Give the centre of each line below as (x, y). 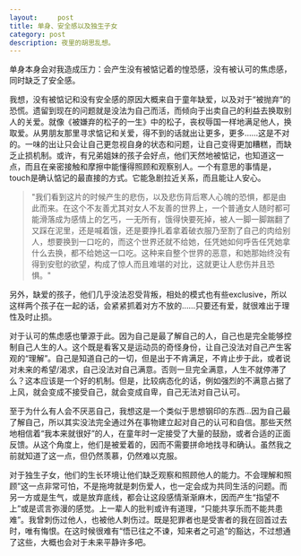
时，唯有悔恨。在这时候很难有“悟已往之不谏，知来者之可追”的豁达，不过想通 (150, 531)
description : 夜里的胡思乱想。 (62, 43)
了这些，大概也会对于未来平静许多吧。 (80, 543)
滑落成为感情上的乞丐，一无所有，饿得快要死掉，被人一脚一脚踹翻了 (165, 220)
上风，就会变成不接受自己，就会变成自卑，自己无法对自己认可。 (127, 392)
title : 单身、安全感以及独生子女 (64, 26)
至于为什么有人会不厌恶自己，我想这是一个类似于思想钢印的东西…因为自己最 (150, 411)
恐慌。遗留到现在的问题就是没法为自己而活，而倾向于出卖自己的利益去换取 (146, 111)
